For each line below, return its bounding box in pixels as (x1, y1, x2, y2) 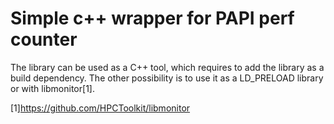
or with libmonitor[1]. (10, 82, 95, 94)
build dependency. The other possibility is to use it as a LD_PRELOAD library (10, 72, 324, 84)
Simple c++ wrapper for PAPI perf (10, 7, 295, 30)
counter (10, 28, 78, 51)
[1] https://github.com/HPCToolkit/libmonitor (10, 102, 191, 114)
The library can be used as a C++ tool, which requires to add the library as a (10, 61, 325, 73)
